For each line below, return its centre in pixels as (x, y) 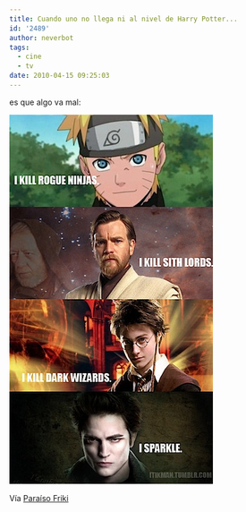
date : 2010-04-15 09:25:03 (59, 76)
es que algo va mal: (45, 102)
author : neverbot (42, 38)
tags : (19, 47)
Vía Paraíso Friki (39, 498)
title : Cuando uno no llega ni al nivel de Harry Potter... (124, 19)
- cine (30, 57)
